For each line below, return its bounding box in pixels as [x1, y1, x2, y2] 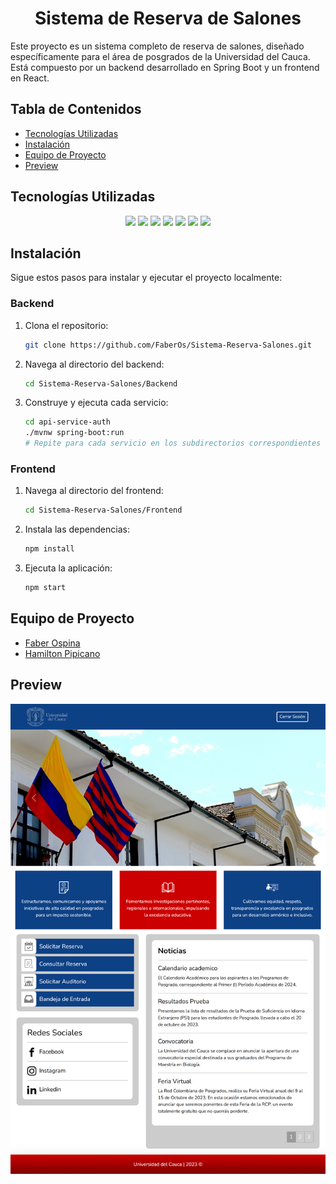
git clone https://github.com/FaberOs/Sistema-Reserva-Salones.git [24, 340, 312, 350]
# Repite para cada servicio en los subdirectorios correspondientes [24, 438, 322, 449]
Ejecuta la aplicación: [24, 562, 113, 574]
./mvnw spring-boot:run [24, 428, 125, 438]
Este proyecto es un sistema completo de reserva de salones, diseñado [10, 40, 305, 52]
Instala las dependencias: [24, 523, 130, 536]
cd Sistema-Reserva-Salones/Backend [24, 378, 178, 389]
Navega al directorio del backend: [24, 358, 165, 370]
